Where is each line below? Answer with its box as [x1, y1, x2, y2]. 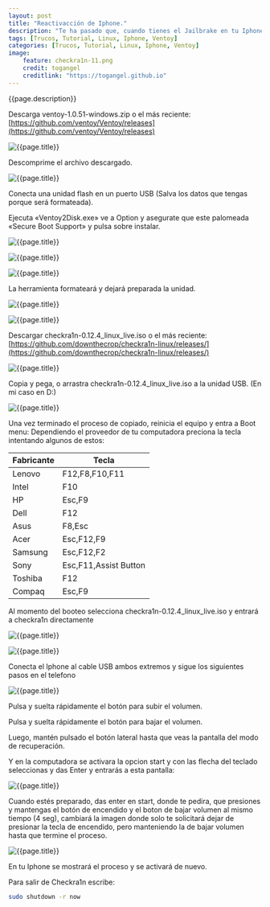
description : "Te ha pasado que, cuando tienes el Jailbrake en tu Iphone [8, 27, 264, 35]
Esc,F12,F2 [62, 546, 106, 557]
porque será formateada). [8, 197, 94, 207]
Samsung [12, 546, 48, 557]
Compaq [12, 585, 46, 597]
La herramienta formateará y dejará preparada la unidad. [8, 283, 196, 293]
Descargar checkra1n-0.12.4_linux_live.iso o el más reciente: [8, 330, 207, 340]
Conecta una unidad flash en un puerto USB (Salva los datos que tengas [8, 188, 247, 198]
